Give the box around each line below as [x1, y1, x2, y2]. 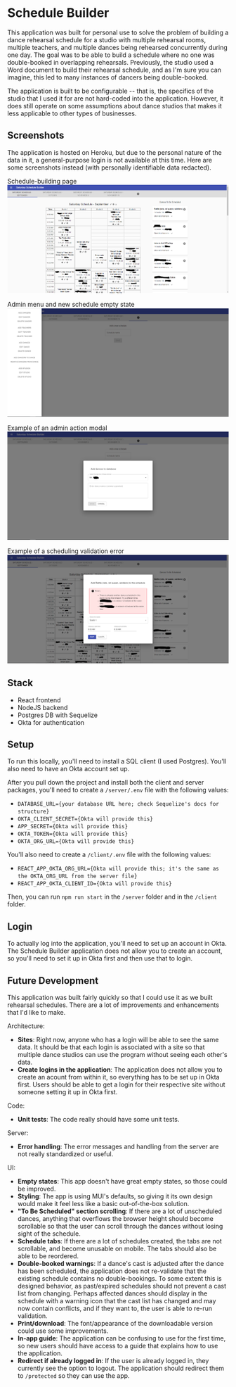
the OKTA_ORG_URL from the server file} [17, 873, 138, 880]
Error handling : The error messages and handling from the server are [17, 1142, 219, 1151]
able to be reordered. [17, 1252, 79, 1260]
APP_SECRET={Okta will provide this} [17, 823, 129, 830]
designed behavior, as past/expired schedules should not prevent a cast [17, 1282, 227, 1291]
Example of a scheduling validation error [7, 547, 124, 555]
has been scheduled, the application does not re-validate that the [17, 1267, 207, 1275]
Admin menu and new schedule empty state [7, 300, 135, 308]
